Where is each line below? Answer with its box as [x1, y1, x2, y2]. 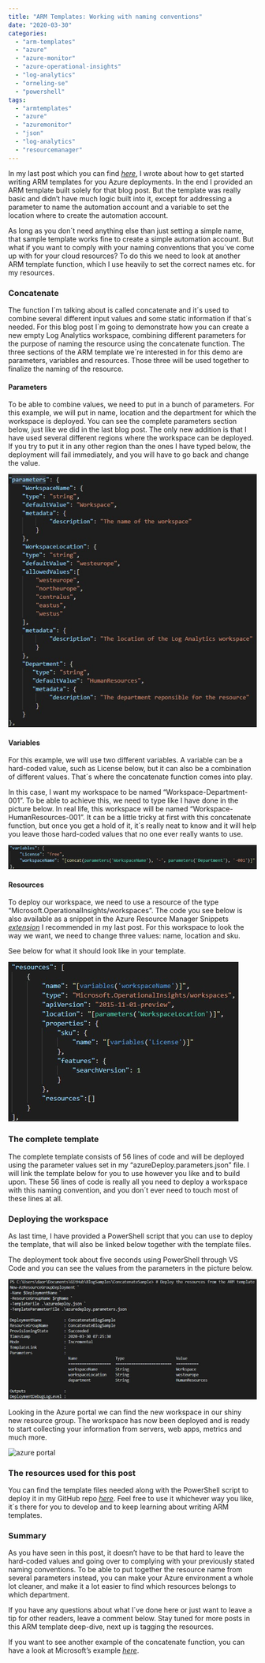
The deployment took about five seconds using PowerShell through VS [8, 1255, 238, 1264]
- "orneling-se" [15, 79, 69, 87]
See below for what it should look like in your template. [8, 946, 187, 956]
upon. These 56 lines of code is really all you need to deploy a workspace [8, 1177, 248, 1186]
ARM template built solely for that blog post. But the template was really [8, 185, 241, 195]
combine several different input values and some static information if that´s [8, 313, 252, 323]
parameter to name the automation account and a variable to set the [8, 202, 230, 212]
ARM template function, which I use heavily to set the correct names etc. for [8, 259, 256, 268]
